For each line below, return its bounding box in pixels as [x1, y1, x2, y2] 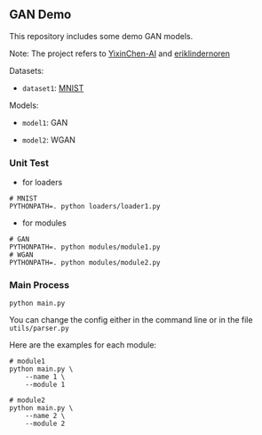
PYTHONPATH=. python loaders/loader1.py [9, 202, 162, 211]
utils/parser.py [9, 324, 69, 333]
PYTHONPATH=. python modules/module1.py [9, 242, 162, 252]
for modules [21, 217, 67, 228]
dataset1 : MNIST [21, 82, 84, 93]
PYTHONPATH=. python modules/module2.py [9, 259, 162, 267]
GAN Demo [9, 7, 72, 22]
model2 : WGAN [21, 134, 75, 145]
